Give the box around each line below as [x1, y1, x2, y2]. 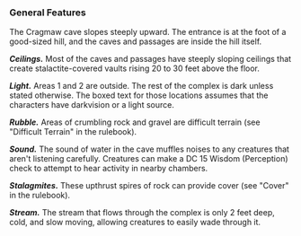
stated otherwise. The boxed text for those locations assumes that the [9, 90, 269, 101]
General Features [9, 6, 87, 19]
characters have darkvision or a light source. [9, 100, 175, 110]
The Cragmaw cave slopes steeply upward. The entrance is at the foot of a [9, 27, 287, 38]
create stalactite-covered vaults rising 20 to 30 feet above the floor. [9, 63, 261, 74]
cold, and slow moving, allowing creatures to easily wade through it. [9, 217, 261, 228]
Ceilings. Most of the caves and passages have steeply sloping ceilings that [9, 54, 292, 65]
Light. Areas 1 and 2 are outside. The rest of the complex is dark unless [9, 81, 274, 92]
